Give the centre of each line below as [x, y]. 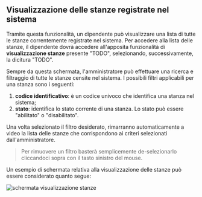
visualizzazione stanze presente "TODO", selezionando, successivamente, [100, 53]
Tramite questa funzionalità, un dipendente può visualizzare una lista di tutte [101, 34]
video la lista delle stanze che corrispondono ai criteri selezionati [87, 133]
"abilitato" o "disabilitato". [47, 115]
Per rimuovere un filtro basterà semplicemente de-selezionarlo [99, 151]
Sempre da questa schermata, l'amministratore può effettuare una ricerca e [100, 71]
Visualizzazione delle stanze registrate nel [88, 10]
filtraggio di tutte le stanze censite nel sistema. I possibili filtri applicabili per [100, 77]
